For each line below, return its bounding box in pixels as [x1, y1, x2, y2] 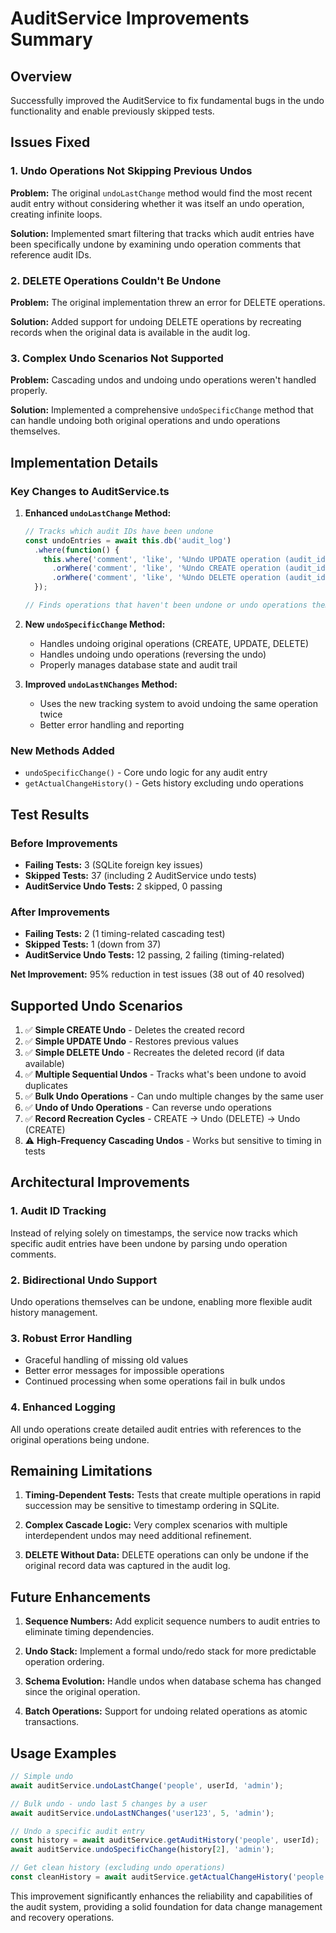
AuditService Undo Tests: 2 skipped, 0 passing [24, 880, 223, 892]
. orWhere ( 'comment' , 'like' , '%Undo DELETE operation [51, 573, 281, 583]
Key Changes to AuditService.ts [10, 484, 170, 498]
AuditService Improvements [10, 7, 250, 30]
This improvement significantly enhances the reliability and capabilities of [10, 1890, 313, 1902]
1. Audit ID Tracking [10, 1204, 107, 1218]
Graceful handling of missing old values [24, 1354, 189, 1366]
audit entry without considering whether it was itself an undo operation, [10, 197, 305, 209]
